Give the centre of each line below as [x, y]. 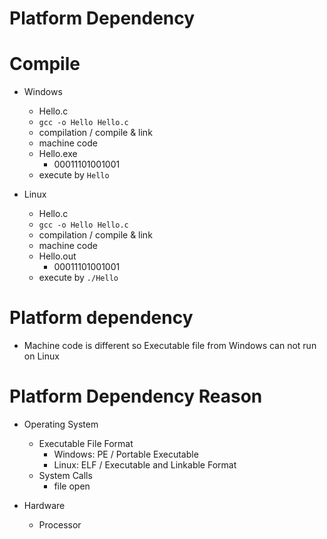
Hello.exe [58, 154]
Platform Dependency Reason [136, 396]
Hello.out [57, 256]
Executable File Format [86, 443]
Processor [60, 525]
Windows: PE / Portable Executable [126, 454]
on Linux [41, 356]
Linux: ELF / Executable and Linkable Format [145, 465]
